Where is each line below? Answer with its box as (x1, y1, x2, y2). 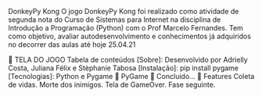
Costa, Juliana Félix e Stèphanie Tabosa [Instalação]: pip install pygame (8, 63, 239, 73)
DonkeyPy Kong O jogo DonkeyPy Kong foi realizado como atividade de (8, 7, 239, 16)
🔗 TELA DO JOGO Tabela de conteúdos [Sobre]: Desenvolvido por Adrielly (8, 55, 248, 64)
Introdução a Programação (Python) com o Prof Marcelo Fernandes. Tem (8, 23, 244, 32)
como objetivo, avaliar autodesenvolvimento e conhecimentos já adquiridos (8, 31, 252, 41)
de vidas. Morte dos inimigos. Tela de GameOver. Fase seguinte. (8, 80, 216, 89)
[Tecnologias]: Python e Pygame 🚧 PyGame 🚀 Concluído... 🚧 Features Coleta (8, 72, 255, 81)
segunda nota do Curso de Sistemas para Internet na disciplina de (8, 15, 221, 24)
